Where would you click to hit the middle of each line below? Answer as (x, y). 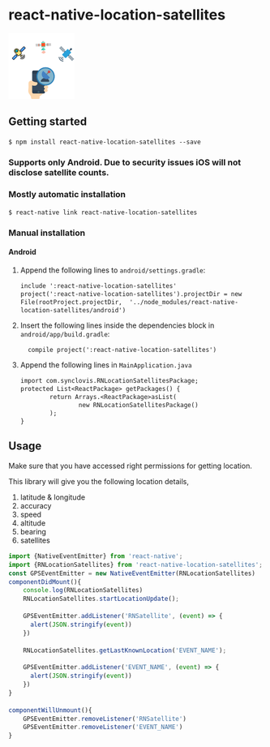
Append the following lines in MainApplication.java (106, 365)
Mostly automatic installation (67, 194)
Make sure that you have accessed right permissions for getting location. (131, 466)
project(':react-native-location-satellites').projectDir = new (131, 294)
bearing (33, 531)
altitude (33, 523)
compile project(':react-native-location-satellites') (122, 350)
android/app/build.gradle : (65, 334)
